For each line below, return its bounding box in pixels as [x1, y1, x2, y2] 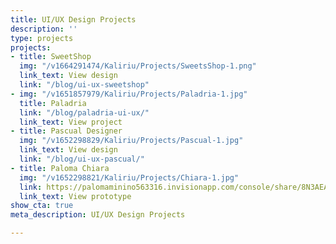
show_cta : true [10, 201, 74, 211]
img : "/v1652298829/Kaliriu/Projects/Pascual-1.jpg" [19, 136, 244, 146]
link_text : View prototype [19, 191, 132, 201]
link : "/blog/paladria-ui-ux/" [19, 107, 150, 118]
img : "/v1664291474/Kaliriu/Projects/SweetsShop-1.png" [19, 61, 257, 71]
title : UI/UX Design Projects [10, 14, 137, 25]
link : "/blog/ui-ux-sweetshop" [19, 80, 150, 90]
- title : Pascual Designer [10, 126, 123, 136]
